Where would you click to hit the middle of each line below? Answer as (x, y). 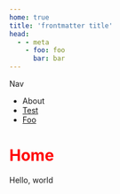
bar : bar (49, 58)
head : (19, 34)
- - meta (33, 42)
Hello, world (31, 180)
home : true (29, 17)
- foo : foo (45, 50)
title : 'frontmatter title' (61, 26)
